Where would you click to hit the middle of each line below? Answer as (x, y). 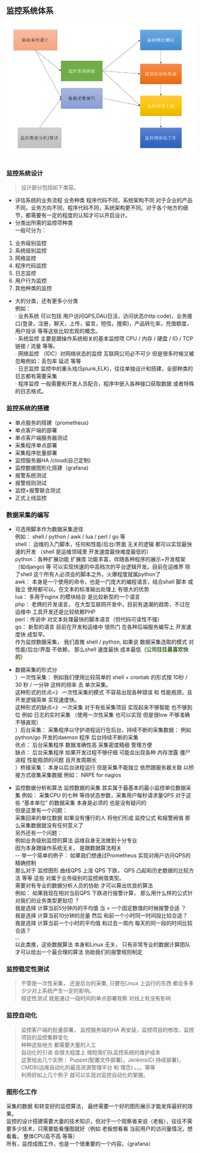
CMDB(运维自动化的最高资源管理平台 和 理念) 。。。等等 (88, 1067)
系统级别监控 (31, 251)
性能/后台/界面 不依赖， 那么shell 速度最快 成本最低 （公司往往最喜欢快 (101, 650)
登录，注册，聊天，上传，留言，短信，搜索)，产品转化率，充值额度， (107, 324)
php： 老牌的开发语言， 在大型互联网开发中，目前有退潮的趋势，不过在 (102, 604)
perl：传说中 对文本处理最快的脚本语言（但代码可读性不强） (89, 620)
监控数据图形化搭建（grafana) (51, 467)
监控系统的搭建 (28, 408)
